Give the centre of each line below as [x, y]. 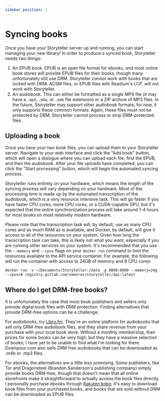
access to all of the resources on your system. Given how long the [72, 235]
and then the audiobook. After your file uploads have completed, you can [79, 163]
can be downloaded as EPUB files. [40, 394]
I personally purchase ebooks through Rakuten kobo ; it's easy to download [81, 384]
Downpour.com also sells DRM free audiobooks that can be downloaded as [81, 348]
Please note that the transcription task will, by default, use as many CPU [78, 225]
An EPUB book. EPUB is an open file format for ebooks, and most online [85, 68]
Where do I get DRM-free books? [56, 290]
